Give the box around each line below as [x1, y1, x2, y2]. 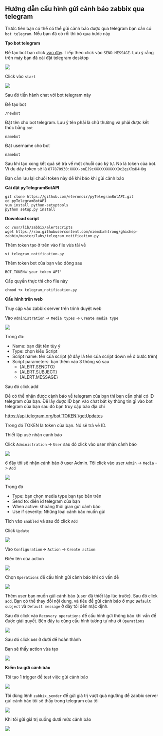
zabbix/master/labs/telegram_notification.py [5, 233, 99, 238]
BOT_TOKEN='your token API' [5, 269, 62, 274]
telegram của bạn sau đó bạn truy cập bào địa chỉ [5, 403, 105, 409]
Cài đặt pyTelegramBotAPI [5, 184, 59, 190]
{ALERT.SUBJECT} [19, 369, 57, 375]
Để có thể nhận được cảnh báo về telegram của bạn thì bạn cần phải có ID [5, 393, 154, 399]
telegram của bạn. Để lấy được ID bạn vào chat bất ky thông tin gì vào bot [5, 398, 153, 404]
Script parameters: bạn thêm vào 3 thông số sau [12, 358, 109, 364]
